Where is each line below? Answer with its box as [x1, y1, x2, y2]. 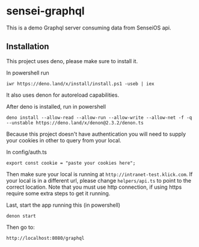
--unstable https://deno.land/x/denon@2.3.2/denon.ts [6, 120, 144, 126]
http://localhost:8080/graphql [6, 235, 85, 241]
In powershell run [6, 69, 49, 76]
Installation [6, 41, 49, 52]
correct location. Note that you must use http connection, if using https [6, 183, 182, 191]
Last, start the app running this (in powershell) [6, 201, 121, 209]
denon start [6, 213, 36, 219]
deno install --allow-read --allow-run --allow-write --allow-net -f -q [6, 114, 192, 121]
